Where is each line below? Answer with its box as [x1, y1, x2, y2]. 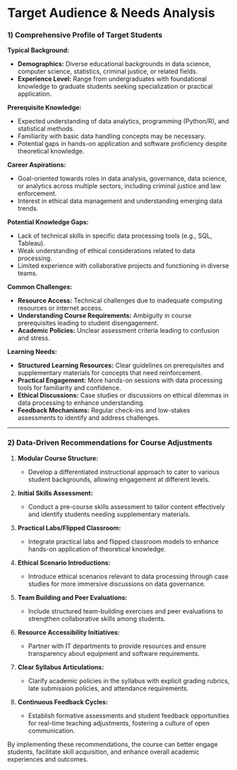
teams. [17, 269, 38, 278]
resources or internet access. [17, 304, 104, 312]
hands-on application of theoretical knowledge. [28, 544, 166, 553]
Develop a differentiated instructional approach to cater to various [28, 468, 220, 476]
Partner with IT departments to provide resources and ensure [28, 642, 207, 650]
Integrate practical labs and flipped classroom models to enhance [28, 537, 219, 546]
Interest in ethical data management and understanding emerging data [17, 197, 223, 205]
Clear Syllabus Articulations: [17, 663, 104, 671]
